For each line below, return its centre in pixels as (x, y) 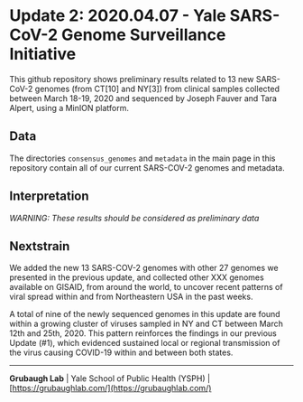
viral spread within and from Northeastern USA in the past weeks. (131, 297)
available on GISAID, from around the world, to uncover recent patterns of (146, 287)
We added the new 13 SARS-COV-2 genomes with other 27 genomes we (144, 268)
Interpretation (49, 196)
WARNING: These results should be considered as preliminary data (134, 218)
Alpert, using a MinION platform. (69, 108)
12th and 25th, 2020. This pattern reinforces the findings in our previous (143, 333)
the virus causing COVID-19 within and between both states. (121, 352)
